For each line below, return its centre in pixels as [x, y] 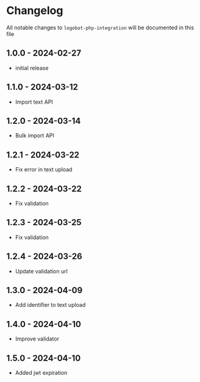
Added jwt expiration [41, 373]
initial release [32, 68]
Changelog [35, 11]
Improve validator [37, 339]
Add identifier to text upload [50, 305]
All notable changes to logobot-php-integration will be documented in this [100, 27]
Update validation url [41, 271]
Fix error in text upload [44, 170]
